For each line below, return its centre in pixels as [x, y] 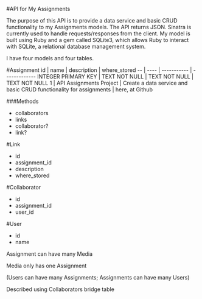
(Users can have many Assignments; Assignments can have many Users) [98, 277]
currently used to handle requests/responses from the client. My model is [98, 33]
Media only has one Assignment [47, 266]
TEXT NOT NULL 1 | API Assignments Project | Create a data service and [97, 83]
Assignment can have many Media [50, 254]
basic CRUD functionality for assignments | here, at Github [80, 90]
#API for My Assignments [38, 9]
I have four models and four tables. [50, 58]
